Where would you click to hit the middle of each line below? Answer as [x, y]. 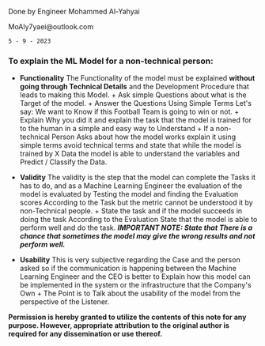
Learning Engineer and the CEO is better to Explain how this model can [135, 276]
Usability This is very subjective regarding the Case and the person [130, 260]
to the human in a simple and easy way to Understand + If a [117, 129]
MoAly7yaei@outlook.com [51, 26]
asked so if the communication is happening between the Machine [128, 269]
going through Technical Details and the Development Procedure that [134, 87]
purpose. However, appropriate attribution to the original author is [119, 325]
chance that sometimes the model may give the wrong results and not [137, 236]
